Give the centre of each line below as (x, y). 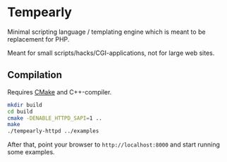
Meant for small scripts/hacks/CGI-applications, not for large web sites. (111, 53)
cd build (20, 111)
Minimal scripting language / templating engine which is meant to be (106, 32)
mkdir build (25, 105)
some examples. (31, 152)
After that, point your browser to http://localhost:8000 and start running (114, 144)
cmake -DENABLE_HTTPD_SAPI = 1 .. (55, 118)
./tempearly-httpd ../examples (53, 131)
